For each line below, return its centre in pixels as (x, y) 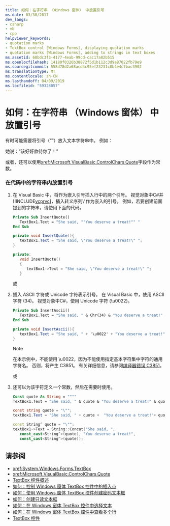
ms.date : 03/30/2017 (27, 15)
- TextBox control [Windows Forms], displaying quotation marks (75, 48)
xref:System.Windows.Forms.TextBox (52, 468)
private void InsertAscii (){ (43, 329)
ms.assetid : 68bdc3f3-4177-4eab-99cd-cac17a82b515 (60, 57)
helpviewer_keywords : (28, 39)
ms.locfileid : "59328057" (32, 86)
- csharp (14, 24)
